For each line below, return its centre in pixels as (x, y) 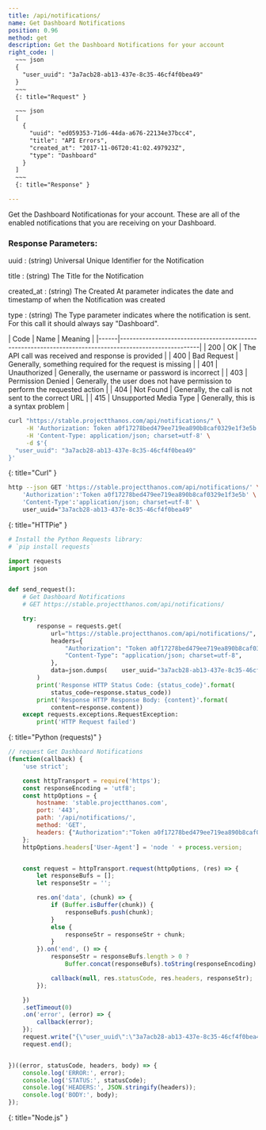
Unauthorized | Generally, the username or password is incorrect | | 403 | (128, 373)
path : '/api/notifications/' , (86, 818)
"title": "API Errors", (68, 140)
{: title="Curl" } (32, 473)
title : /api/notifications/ (55, 15)
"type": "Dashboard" (63, 156)
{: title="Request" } (51, 97)
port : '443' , (58, 810)
